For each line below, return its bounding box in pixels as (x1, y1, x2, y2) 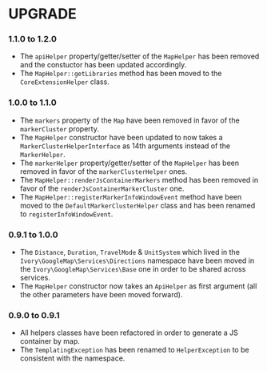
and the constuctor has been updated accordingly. (19, 60, 187, 70)
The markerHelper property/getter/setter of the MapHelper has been (19, 158, 240, 167)
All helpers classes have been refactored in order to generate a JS (19, 328, 238, 337)
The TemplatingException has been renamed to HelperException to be (19, 345, 249, 355)
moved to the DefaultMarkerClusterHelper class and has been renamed (19, 200, 256, 210)
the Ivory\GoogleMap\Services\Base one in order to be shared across (19, 264, 246, 274)
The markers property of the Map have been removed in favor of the (19, 115, 240, 125)
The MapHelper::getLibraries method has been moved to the (19, 69, 222, 79)
